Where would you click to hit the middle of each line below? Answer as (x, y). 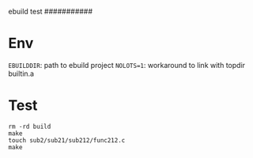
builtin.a (21, 73)
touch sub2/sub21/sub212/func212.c (67, 140)
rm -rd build (30, 126)
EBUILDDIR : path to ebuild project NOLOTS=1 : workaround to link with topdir (127, 65)
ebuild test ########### (51, 11)
